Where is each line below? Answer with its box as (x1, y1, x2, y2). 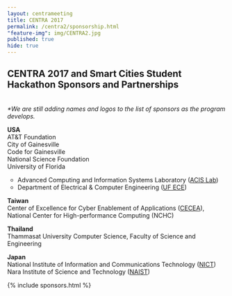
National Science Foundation (7, 155, 90, 163)
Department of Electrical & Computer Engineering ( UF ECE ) (17, 183, 188, 191)
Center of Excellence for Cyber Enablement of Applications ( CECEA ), (7, 204, 205, 212)
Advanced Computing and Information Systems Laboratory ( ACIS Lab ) (17, 175, 219, 184)
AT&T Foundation (7, 132, 56, 141)
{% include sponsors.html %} (7, 281, 92, 289)
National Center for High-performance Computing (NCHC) (7, 211, 174, 219)
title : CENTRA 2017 (7, 17, 64, 24)
